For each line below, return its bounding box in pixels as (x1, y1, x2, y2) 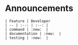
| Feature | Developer (5, 19, 51, 23)
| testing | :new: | (5, 35, 49, 40)
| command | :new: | (5, 27, 49, 32)
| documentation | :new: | (5, 31, 62, 36)
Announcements (5, 3, 74, 14)
